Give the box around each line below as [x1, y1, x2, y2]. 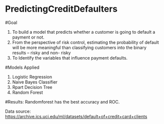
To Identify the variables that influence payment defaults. [12, 55, 128, 61]
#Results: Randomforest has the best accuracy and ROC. [5, 99, 120, 104]
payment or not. [12, 34, 45, 40]
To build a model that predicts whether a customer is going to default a [12, 29, 156, 35]
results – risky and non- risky [12, 50, 71, 56]
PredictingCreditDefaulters [5, 3, 117, 15]
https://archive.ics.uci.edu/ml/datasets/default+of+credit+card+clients [5, 113, 148, 119]
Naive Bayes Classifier [12, 79, 58, 85]
